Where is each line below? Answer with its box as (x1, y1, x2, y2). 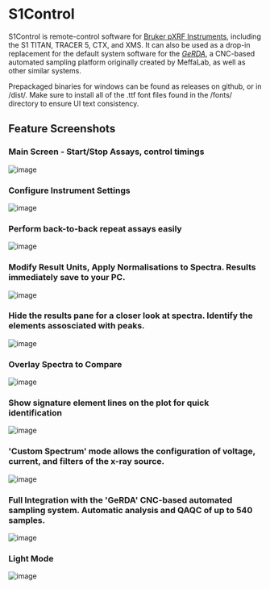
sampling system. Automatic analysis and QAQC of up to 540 (8, 504, 253, 516)
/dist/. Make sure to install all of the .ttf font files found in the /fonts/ (8, 90, 232, 99)
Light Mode (8, 553, 54, 564)
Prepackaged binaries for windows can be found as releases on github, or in (8, 81, 262, 91)
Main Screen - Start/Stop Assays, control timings (8, 146, 205, 157)
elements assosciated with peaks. (8, 320, 145, 332)
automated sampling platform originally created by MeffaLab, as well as (8, 57, 246, 67)
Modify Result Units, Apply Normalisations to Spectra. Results (8, 261, 256, 273)
